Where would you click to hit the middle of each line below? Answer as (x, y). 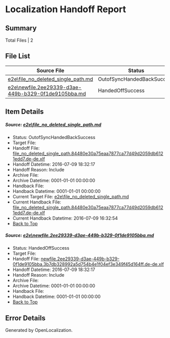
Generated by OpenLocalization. (39, 330)
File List (18, 56)
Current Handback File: (37, 202)
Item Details (25, 112)
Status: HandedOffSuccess (41, 248)
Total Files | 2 (19, 40)
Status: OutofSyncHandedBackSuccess (54, 138)
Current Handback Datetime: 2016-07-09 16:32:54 (65, 218)
